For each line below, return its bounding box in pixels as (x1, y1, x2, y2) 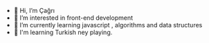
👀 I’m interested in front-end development (13, 14, 134, 22)
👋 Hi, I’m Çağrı (13, 7, 55, 14)
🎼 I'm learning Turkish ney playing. (13, 28, 113, 36)
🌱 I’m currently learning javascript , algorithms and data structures (13, 21, 203, 29)
